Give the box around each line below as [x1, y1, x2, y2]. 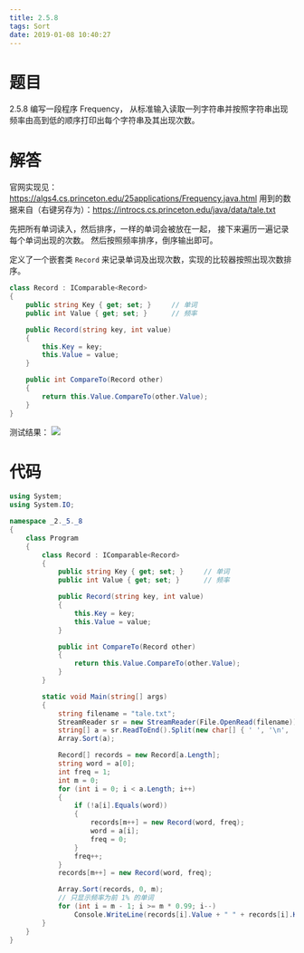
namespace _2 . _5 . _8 [9, 517, 83, 526]
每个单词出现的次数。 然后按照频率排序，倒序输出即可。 [9, 235, 218, 245]
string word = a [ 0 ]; [57, 759, 136, 768]
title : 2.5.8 [9, 13, 59, 23]
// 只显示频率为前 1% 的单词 [57, 893, 154, 902]
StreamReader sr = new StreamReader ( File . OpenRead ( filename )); [57, 717, 301, 727]
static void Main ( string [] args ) [42, 692, 168, 701]
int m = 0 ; [57, 775, 100, 785]
